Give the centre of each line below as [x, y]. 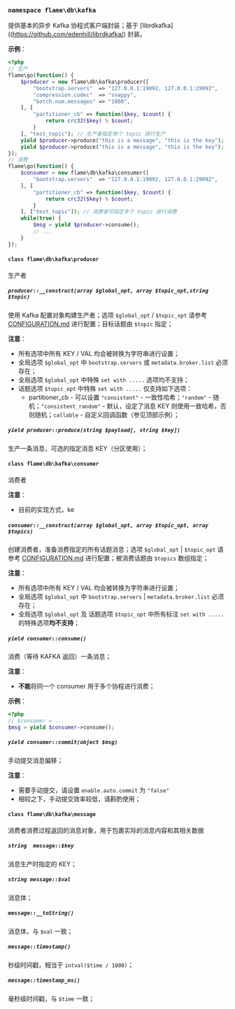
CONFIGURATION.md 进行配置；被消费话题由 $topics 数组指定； [115, 558]
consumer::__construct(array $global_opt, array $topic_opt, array [108, 525]
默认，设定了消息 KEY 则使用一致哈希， [164, 406]
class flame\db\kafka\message [52, 815]
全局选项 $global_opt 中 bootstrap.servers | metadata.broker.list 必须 [121, 596]
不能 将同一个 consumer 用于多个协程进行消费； [86, 686]
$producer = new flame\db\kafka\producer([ [85, 82]
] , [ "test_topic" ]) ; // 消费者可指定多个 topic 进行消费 [99, 212]
